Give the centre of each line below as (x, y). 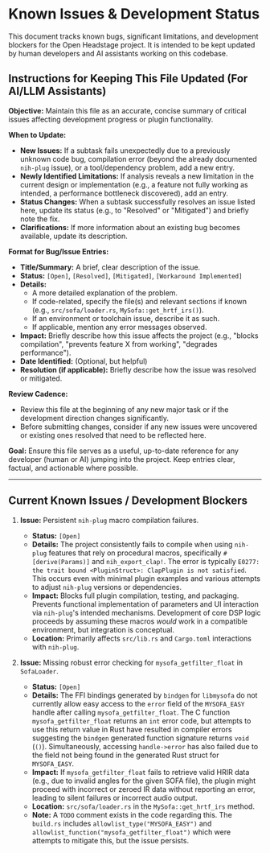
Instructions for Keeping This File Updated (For (128, 78)
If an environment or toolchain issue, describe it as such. (126, 318)
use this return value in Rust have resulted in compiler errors (132, 729)
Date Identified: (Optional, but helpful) (84, 361)
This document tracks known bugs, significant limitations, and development (133, 36)
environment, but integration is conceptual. (103, 629)
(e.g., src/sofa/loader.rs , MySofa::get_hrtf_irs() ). (118, 310)
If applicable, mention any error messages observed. (119, 327)
